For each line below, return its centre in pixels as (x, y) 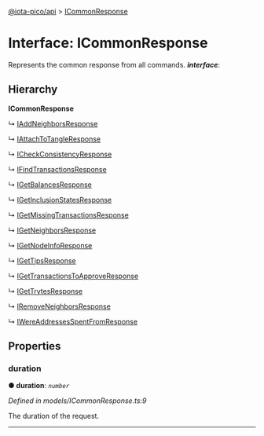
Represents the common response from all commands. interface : (114, 64)
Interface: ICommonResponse (108, 43)
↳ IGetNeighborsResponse (52, 230)
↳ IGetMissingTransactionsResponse (69, 214)
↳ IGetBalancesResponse (50, 185)
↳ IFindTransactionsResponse (58, 169)
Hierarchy (33, 90)
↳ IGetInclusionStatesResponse (60, 200)
